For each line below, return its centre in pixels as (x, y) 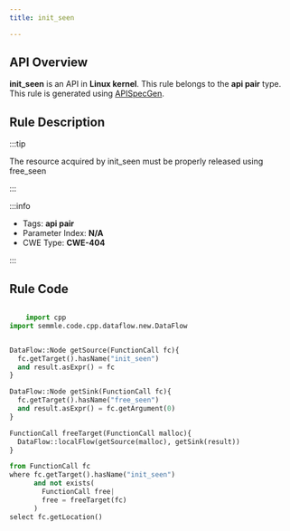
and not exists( (64, 484)
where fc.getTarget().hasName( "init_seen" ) (93, 475)
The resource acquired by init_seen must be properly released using (136, 161)
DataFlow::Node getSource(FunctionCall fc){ (94, 350)
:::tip (18, 144)
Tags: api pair (48, 223)
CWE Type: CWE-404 (64, 243)
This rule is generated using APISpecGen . (87, 94)
